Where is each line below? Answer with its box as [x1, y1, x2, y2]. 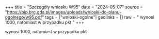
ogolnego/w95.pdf [5, 14, 42, 20]
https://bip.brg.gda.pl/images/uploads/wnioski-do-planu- [7, 9, 122, 15]
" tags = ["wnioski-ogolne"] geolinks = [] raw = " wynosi [42, 14, 154, 20]
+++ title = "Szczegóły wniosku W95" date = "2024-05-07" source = [5, 4, 143, 10]
